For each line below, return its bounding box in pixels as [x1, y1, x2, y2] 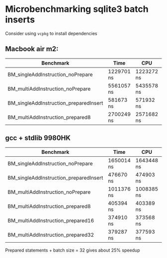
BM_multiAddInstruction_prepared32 [7, 231, 94, 238]
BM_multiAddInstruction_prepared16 [7, 217, 94, 224]
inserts [5, 14, 35, 25]
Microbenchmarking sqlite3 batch [5, 3, 149, 15]
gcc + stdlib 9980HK [5, 134, 71, 142]
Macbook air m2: [5, 45, 59, 53]
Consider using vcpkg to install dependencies [5, 30, 97, 36]
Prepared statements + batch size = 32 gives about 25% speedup [5, 247, 140, 253]
